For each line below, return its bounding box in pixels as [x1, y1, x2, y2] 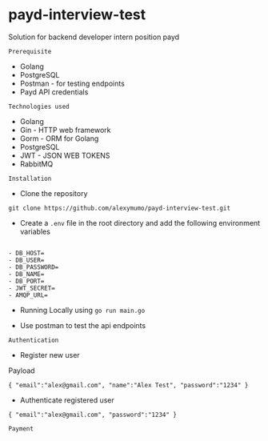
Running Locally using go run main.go [19, 305, 146, 315]
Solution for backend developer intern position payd [8, 32, 180, 42]
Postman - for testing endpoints [19, 78, 126, 88]
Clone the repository [19, 188, 88, 198]
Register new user [19, 350, 80, 359]
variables [19, 227, 50, 236]
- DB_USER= [8, 256, 45, 264]
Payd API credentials [19, 86, 89, 97]
